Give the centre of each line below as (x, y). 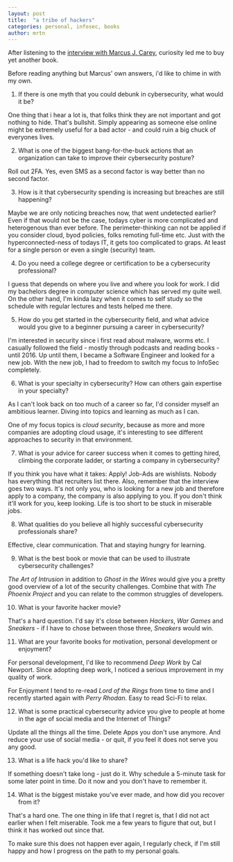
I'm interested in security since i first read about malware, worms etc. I (109, 341)
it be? (26, 102)
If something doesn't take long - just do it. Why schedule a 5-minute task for (117, 774)
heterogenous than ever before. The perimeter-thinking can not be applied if (117, 228)
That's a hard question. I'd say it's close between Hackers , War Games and (116, 621)
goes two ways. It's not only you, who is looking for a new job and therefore (116, 489)
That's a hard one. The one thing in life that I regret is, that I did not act (109, 816)
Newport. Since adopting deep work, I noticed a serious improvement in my (116, 670)
